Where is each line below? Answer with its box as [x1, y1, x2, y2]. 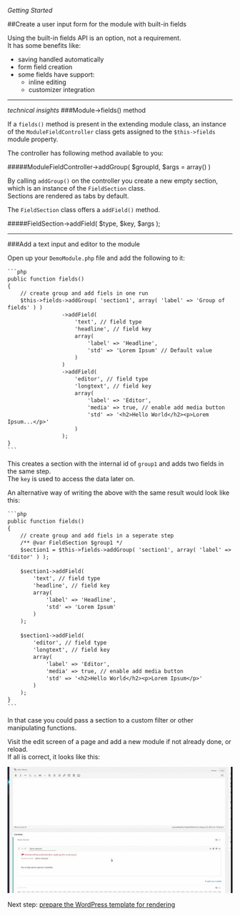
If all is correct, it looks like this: [7, 753, 100, 761]
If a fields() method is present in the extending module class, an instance [7, 120, 226, 128]
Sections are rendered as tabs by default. [7, 192, 129, 200]
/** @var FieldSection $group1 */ [20, 539, 123, 546]
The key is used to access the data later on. [7, 475, 136, 483]
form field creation [17, 63, 73, 71]
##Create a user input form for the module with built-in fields [7, 20, 187, 28]
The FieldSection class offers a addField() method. [7, 206, 161, 213]
